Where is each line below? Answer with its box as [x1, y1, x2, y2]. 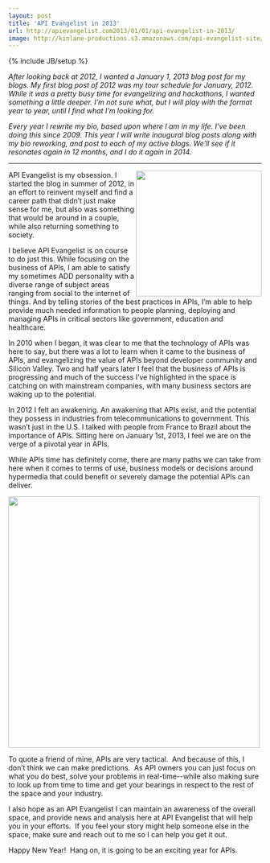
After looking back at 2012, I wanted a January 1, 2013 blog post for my [8, 72, 246, 81]
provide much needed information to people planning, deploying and [8, 306, 235, 315]
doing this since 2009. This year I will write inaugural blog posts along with [8, 130, 257, 140]
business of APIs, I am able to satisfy [8, 263, 131, 273]
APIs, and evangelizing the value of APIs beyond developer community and [8, 355, 257, 365]
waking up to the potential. [8, 389, 96, 399]
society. [8, 230, 35, 240]
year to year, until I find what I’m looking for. [8, 106, 155, 116]
